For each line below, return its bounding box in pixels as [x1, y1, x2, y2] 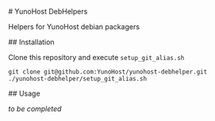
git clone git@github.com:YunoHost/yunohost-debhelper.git [8, 68, 208, 76]
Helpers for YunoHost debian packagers [8, 22, 140, 31]
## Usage [8, 89, 41, 98]
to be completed [8, 104, 62, 113]
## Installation [8, 37, 55, 47]
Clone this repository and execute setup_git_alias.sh [8, 53, 185, 62]
